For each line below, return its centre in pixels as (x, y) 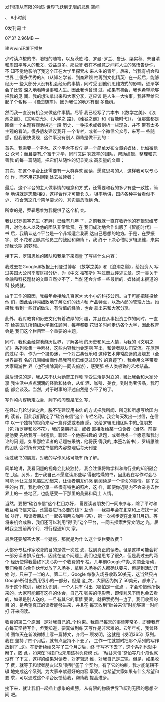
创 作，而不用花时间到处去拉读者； (40, 177)
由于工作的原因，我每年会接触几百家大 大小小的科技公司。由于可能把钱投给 (82, 296)
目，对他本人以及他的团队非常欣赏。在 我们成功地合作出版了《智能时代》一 (82, 227)
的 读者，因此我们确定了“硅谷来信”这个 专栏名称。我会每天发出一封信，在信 (82, 416)
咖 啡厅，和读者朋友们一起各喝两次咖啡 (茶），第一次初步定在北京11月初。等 (82, 516)
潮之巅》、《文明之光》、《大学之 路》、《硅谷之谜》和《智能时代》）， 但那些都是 (82, 119)
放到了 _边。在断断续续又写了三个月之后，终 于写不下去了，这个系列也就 (79, 647)
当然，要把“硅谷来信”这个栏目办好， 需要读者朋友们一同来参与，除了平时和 (81, 504)
